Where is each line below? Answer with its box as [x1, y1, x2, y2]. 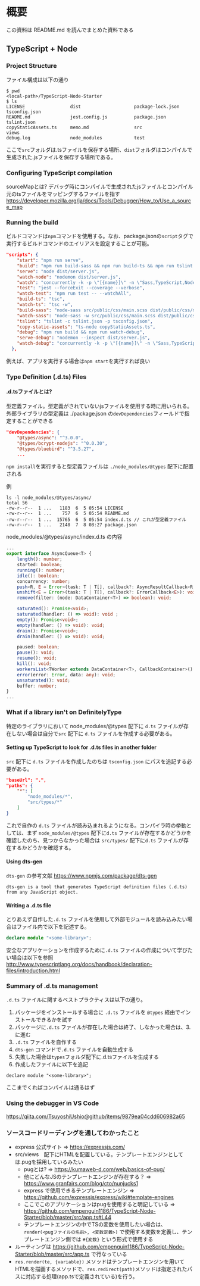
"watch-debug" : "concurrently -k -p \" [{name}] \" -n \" [17, 341, 159, 347]
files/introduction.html [6, 967, 61, 974]
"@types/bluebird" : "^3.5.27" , [17, 446, 95, 452]
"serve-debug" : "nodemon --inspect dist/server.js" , [17, 335, 151, 341]
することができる [11, 417, 54, 424]
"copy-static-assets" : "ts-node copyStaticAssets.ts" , [17, 324, 156, 330]
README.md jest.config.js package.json [6, 114, 167, 120]
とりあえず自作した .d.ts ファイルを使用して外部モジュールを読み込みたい [6, 916, 187, 923]
